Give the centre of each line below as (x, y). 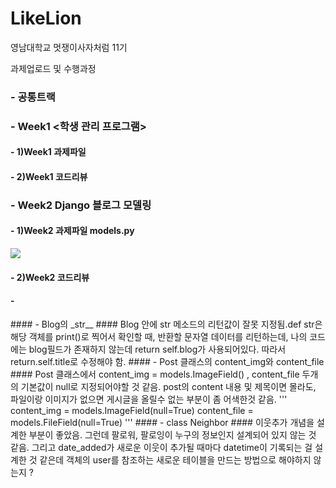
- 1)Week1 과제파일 (48, 152)
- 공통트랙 (33, 97)
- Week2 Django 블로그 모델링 (81, 205)
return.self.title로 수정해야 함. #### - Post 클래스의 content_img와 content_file (167, 361)
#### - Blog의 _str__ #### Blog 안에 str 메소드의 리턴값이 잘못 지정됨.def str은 (166, 324)
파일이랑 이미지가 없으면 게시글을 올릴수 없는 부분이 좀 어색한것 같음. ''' (149, 399)
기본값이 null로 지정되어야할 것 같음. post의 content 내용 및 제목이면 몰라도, (168, 386)
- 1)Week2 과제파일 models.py (72, 231)
